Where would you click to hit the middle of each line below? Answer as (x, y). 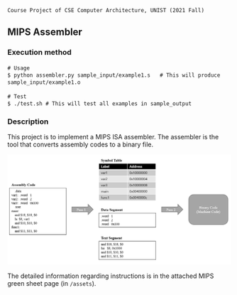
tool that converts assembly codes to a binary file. (81, 144)
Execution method (40, 53)
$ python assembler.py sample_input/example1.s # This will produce (114, 75)
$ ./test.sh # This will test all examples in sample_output (100, 103)
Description (28, 122)
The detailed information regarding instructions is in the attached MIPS (111, 276)
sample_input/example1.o (44, 82)
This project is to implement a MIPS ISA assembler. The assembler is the (113, 136)
